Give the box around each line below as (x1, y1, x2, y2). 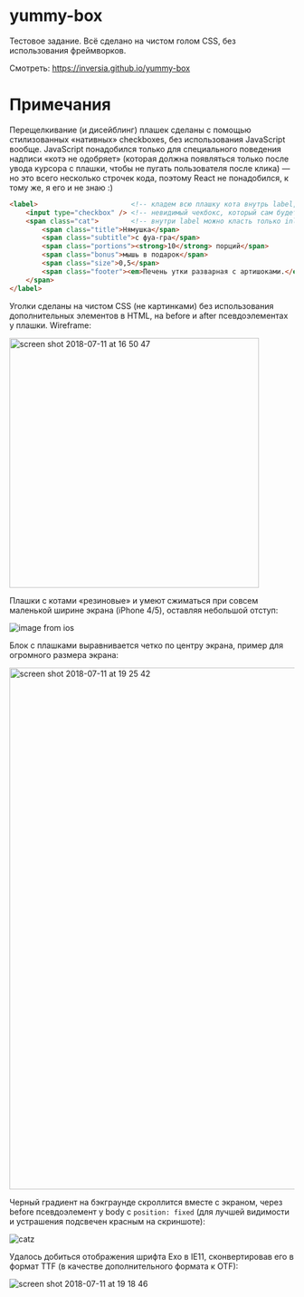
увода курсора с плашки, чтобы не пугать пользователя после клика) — (9, 162, 290, 173)
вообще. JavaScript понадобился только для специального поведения (9, 143, 282, 154)
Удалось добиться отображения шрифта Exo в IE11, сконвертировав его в (9, 1251, 294, 1262)
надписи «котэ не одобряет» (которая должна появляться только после (9, 153, 290, 164)
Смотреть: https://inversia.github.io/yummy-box (9, 63, 191, 73)
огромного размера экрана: (9, 649, 119, 660)
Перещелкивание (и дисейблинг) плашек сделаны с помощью (9, 124, 252, 135)
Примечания (9, 94, 111, 115)
